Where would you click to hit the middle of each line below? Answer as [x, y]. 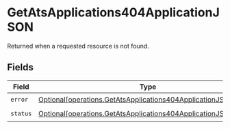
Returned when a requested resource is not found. [78, 46]
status [21, 114]
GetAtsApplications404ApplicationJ [114, 13]
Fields [21, 67]
